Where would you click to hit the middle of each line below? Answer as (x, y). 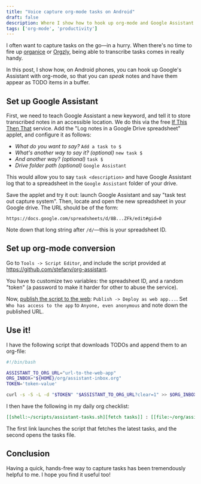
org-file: (16, 351)
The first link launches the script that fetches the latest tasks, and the (92, 428)
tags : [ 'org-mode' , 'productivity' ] (52, 28)
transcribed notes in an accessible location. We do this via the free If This (97, 122)
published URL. (25, 311)
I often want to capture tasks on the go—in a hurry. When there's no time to (99, 45)
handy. (15, 58)
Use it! (19, 331)
